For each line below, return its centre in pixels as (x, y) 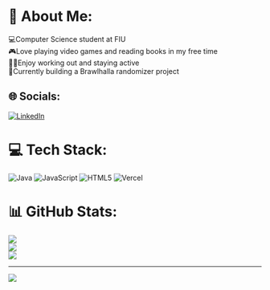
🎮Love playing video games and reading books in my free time (113, 51)
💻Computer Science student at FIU (67, 39)
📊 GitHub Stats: (63, 211)
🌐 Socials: (35, 97)
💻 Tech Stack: (58, 150)
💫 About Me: (51, 16)
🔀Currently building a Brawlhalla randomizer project (94, 71)
